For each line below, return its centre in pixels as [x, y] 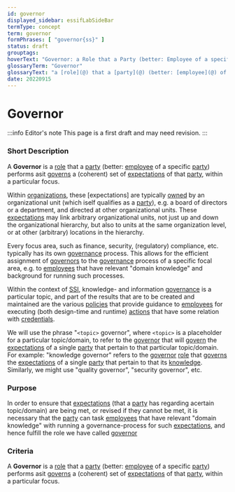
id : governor [26, 14]
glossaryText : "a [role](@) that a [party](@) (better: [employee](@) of [117, 72]
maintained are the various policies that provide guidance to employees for [115, 304]
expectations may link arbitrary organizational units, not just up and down [113, 217]
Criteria [20, 451]
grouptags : [23, 53]
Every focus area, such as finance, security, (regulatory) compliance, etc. [113, 245]
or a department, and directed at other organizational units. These [102, 210]
